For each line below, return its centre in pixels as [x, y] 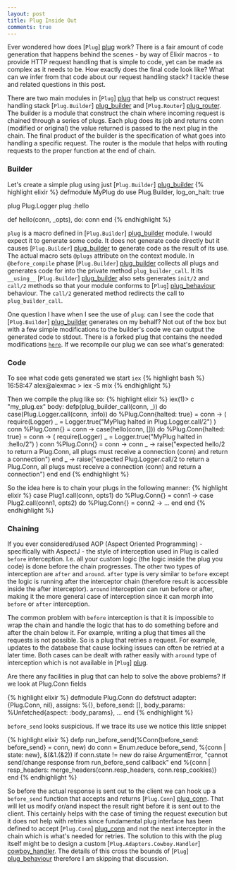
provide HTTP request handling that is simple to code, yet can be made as [115, 62]
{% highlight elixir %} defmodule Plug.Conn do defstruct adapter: [102, 698]
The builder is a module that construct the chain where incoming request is [116, 113]
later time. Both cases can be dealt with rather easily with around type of [112, 655]
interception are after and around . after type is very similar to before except [118, 574]
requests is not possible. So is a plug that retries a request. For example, [112, 640]
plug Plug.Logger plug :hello [48, 205]
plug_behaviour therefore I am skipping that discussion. [88, 859]
